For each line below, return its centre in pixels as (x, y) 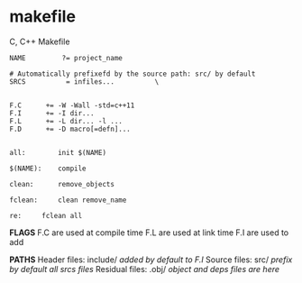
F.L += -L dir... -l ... (66, 121)
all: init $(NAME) (58, 152)
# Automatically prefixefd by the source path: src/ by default (133, 74)
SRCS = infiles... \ (84, 82)
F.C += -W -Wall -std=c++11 (72, 105)
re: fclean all (46, 215)
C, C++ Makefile (40, 41)
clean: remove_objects (62, 184)
